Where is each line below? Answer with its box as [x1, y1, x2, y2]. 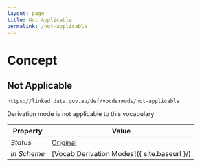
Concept [7, 52, 58, 68]
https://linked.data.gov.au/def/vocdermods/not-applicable [7, 98, 180, 105]
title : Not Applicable [7, 16, 72, 23]
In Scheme [10, 149, 45, 159]
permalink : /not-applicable [7, 23, 88, 30]
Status [10, 138, 32, 148]
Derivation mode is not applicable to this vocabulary [7, 110, 155, 118]
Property [12, 126, 43, 136]
